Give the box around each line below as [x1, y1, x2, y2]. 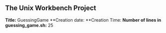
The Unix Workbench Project [5, 4, 96, 12]
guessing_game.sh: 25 [5, 22, 54, 28]
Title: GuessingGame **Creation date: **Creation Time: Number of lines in [5, 17, 162, 23]
